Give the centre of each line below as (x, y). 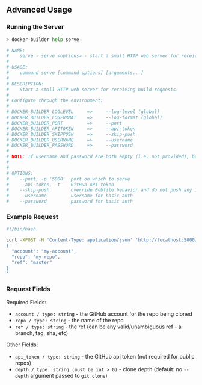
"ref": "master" (32, 262)
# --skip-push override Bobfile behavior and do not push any (99, 190)
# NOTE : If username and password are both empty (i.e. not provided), (98, 157)
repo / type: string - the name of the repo (69, 320)
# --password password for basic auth (70, 202)
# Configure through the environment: (55, 101)
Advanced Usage (39, 10)
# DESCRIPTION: (25, 84)
